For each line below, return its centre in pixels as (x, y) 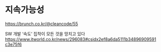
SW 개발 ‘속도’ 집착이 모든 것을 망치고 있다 (45, 34)
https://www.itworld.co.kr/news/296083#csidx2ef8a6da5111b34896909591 (81, 39)
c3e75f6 (13, 44)
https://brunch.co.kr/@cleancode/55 (42, 24)
